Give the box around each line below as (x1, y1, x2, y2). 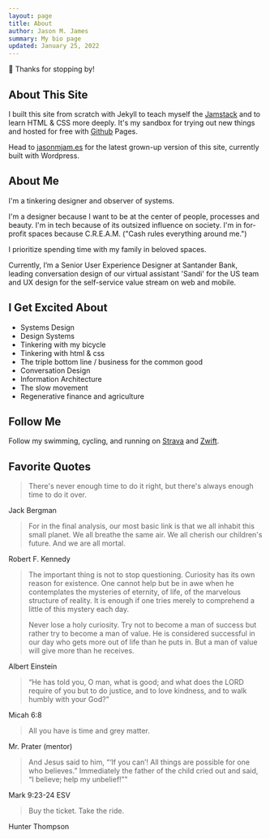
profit (8, 229, 27, 238)
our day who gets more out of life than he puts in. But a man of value (28, 637, 258, 647)
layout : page (8, 11, 53, 20)
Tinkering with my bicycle (19, 340, 106, 349)
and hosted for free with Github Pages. (8, 126, 138, 136)
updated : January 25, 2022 (8, 42, 100, 50)
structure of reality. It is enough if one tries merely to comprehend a (28, 596, 255, 606)
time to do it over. (28, 490, 88, 499)
